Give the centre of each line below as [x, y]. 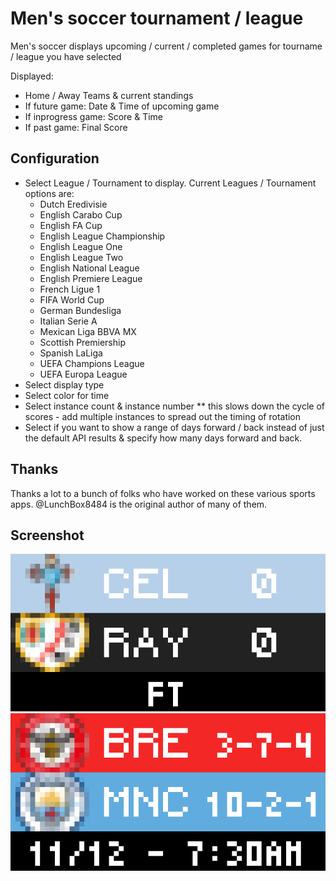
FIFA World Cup [72, 299]
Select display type [64, 384]
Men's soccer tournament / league [157, 18]
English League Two [81, 257]
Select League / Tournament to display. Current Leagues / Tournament [170, 183]
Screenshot [47, 535]
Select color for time [67, 395]
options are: [49, 193]
